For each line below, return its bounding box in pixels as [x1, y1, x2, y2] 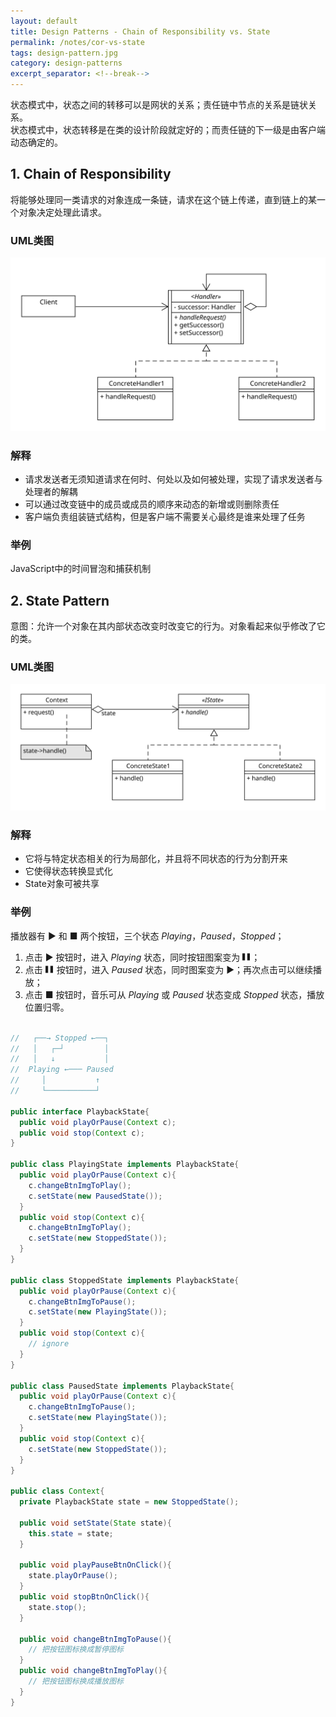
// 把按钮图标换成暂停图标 [28, 1645, 124, 1655]
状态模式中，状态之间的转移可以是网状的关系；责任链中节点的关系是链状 [10, 99, 308, 110]
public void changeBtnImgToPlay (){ [19, 1666, 168, 1676]
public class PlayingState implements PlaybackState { [10, 1160, 240, 1170]
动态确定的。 [10, 136, 63, 148]
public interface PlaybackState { [10, 1106, 150, 1117]
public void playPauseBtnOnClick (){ [19, 1560, 172, 1570]
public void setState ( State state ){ [19, 1518, 172, 1528]
